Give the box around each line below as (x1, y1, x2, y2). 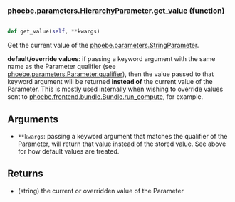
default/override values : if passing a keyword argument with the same (7, 55, 216, 63)
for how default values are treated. (17, 147, 120, 155)
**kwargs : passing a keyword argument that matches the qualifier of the (17, 132, 228, 140)
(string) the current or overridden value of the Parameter (17, 186, 184, 195)
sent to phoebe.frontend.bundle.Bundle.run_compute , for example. (7, 92, 204, 101)
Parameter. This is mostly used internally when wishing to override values (7, 85, 224, 94)
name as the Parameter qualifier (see (7, 63, 116, 71)
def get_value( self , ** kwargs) (7, 28, 100, 36)
